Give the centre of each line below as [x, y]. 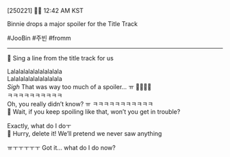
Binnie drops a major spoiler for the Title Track [73, 24]
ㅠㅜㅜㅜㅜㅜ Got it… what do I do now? [62, 148]
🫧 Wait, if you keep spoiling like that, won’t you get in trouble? [94, 112]
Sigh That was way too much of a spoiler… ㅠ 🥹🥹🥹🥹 [79, 87]
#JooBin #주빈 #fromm [39, 38]
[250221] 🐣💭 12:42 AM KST [46, 11]
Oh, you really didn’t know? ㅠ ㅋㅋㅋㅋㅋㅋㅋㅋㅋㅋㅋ [80, 104]
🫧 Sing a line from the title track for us [61, 58]
